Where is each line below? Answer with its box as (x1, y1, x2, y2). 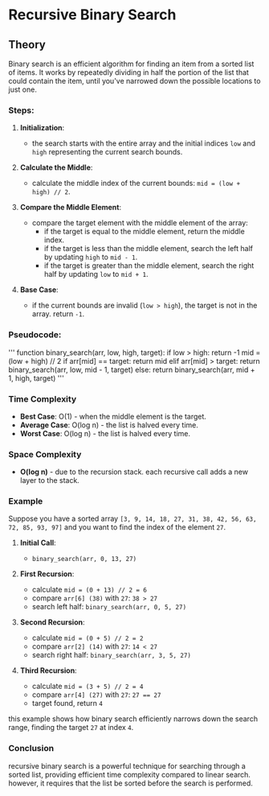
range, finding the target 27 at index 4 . (8, 723, 134, 732)
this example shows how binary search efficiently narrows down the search (8, 714, 259, 724)
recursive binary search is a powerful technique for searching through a (8, 761, 247, 770)
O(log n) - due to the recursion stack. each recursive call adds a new (19, 467, 249, 476)
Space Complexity (8, 448, 82, 460)
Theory (8, 38, 47, 52)
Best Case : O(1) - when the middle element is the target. (19, 411, 207, 421)
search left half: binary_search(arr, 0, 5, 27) (31, 602, 187, 612)
